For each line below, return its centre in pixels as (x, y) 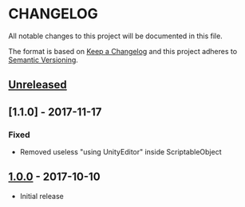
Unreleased (38, 85)
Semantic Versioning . (43, 60)
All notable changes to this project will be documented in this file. (116, 36)
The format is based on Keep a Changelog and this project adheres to (123, 51)
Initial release (41, 196)
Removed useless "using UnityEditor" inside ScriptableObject (121, 152)
